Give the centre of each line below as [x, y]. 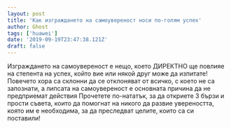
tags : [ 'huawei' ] [33, 33]
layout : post [26, 14]
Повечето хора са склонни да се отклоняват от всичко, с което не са [111, 81]
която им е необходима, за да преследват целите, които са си [101, 111]
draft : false [26, 46]
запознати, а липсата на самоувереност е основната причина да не [109, 88]
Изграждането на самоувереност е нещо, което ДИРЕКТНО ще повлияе [116, 66]
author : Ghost [28, 27]
